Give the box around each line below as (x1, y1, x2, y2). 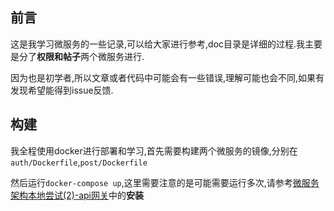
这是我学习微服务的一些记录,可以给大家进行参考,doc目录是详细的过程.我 (10, 38, 306, 50)
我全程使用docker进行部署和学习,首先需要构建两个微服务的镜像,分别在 (10, 144, 298, 157)
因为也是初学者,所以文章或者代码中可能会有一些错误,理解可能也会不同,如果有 (10, 71, 325, 83)
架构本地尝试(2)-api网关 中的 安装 (10, 189, 145, 201)
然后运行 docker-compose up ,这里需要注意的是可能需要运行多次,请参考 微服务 (10, 176, 320, 188)
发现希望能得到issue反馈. (10, 84, 114, 96)
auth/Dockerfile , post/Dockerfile (10, 156, 148, 168)
